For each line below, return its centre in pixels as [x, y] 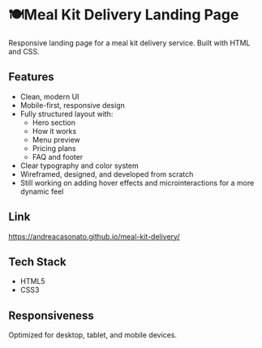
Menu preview [56, 140]
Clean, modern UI [49, 97]
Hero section [54, 122]
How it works [54, 131]
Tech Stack [37, 262]
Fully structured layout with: [67, 114]
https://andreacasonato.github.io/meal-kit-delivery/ [94, 236]
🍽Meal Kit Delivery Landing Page [124, 15]
